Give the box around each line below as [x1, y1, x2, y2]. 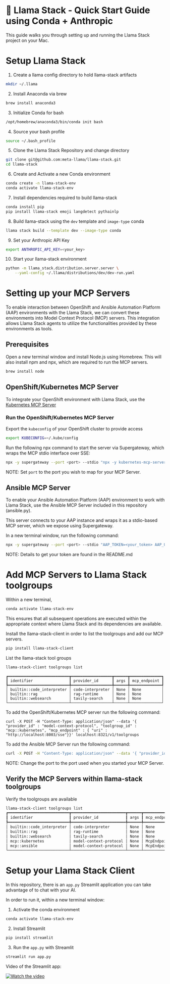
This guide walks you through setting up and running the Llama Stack [6, 32, 150, 38]
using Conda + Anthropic [6, 15, 113, 27]
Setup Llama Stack [6, 55, 86, 67]
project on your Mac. [6, 37, 49, 43]
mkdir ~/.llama [6, 81, 38, 86]
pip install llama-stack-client [6, 646, 74, 651]
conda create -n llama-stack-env [6, 181, 76, 186]
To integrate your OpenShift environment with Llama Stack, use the [6, 396, 145, 402]
